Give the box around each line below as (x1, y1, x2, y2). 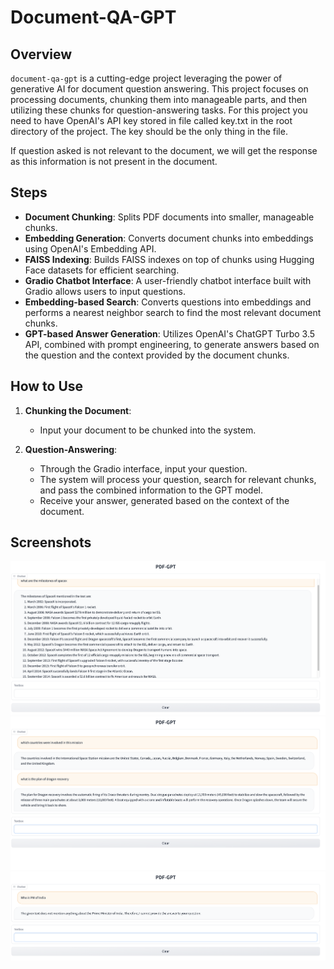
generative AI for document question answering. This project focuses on (10, 83, 309, 95)
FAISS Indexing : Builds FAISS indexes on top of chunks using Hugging (24, 253, 315, 265)
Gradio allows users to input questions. (24, 285, 186, 297)
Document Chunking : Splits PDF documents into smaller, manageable (24, 211, 315, 223)
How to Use (10, 378, 84, 395)
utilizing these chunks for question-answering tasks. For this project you (10, 104, 308, 116)
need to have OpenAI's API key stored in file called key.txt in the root (10, 115, 293, 126)
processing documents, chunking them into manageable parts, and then (10, 94, 308, 105)
